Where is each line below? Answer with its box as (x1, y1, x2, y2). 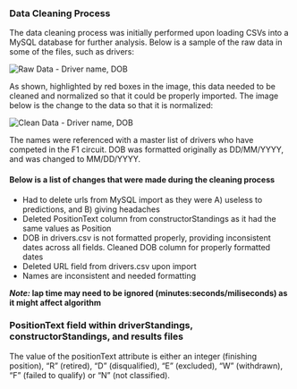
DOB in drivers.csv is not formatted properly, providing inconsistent (21, 232, 271, 243)
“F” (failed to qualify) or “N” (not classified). (9, 369, 170, 380)
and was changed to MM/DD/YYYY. (9, 154, 141, 165)
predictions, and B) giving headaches (21, 204, 161, 215)
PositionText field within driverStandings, (9, 319, 193, 332)
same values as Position (21, 223, 112, 233)
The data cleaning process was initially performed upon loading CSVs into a (9, 28, 289, 38)
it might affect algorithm (9, 297, 101, 308)
